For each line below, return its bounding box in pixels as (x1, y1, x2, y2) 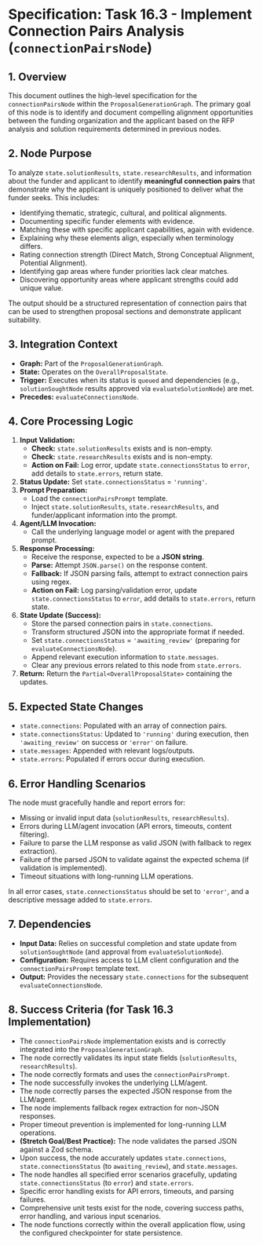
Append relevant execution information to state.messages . (31, 652, 219, 662)
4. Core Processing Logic (8, 414, 133, 429)
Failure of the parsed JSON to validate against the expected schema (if (19, 855, 250, 864)
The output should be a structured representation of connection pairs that (8, 298, 247, 308)
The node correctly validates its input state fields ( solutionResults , (19, 1053, 237, 1062)
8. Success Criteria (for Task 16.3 (8, 1003, 174, 1017)
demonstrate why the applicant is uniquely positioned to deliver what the (8, 184, 243, 194)
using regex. (31, 577, 72, 586)
